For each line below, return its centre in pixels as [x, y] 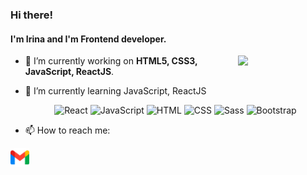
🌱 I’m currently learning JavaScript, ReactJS [115, 91]
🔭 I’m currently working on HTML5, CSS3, [111, 61]
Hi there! [32, 15]
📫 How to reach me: [67, 130]
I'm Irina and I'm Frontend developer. [88, 39]
